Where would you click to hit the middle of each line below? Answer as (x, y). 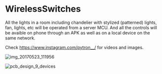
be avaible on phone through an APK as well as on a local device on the (78, 33)
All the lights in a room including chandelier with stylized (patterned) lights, (81, 22)
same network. (20, 38)
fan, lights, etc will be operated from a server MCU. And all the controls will (81, 27)
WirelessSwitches (43, 9)
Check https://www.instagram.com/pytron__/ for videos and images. (74, 47)
